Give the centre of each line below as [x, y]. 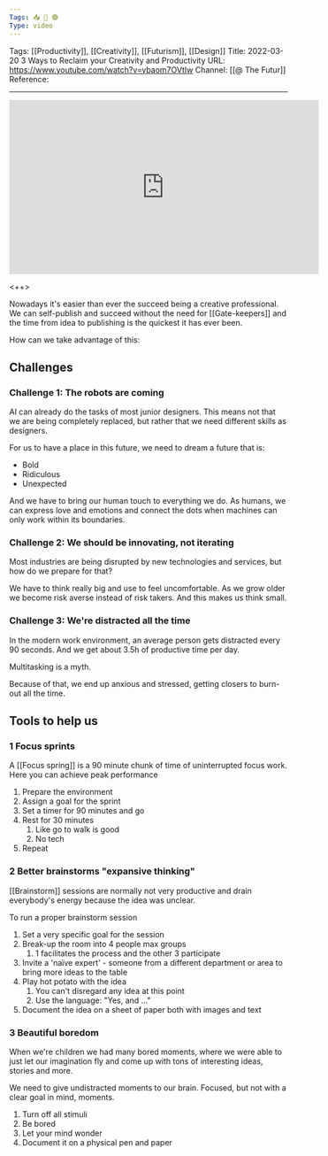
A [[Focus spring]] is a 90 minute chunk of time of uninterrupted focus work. [148, 766]
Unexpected [44, 484]
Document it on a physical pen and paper [97, 1143]
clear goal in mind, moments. [62, 1098]
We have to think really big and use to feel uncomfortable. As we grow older [147, 589]
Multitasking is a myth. [50, 667]
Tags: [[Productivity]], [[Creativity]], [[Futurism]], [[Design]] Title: [127, 50]
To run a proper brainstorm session [73, 917]
